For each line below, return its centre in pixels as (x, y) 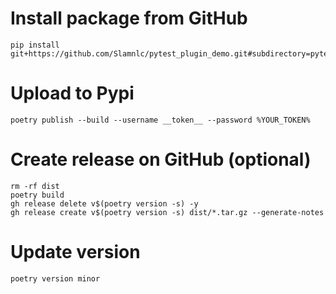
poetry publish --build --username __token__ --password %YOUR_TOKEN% (160, 120)
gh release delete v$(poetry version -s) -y (104, 203)
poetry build (37, 195)
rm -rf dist (35, 186)
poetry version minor (55, 278)
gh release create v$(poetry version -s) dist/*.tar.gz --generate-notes (167, 212)
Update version (75, 252)
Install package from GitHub (129, 18)
